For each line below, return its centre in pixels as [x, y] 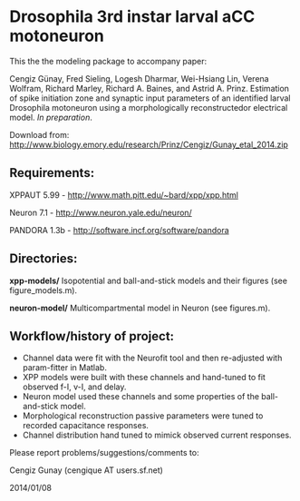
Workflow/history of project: [92, 336]
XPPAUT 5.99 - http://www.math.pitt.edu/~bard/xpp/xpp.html [124, 195]
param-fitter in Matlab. [64, 368]
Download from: [39, 134]
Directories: [44, 259]
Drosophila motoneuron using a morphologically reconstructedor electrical [149, 107]
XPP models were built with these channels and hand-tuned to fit [144, 378]
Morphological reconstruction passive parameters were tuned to [143, 416]
